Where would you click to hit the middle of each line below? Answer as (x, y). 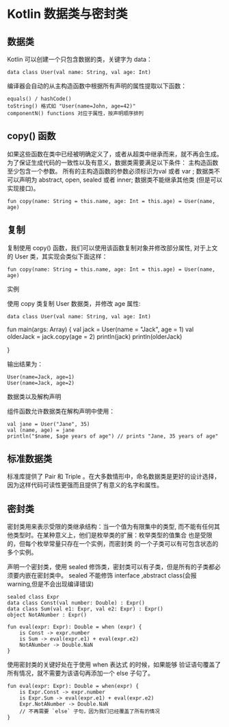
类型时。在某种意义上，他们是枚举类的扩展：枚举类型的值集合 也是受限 (112, 535)
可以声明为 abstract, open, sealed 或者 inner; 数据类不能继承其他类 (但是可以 (115, 180)
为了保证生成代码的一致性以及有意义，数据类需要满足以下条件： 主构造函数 (113, 163)
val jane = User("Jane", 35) (49, 424)
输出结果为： (25, 363)
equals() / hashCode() (39, 99)
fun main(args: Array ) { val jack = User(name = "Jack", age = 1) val (100, 329)
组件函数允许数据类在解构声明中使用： (61, 411)
